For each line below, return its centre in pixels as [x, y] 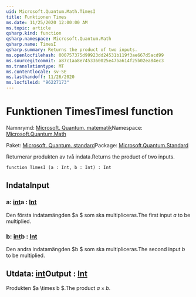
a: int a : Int [21, 202]
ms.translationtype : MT [35, 66]
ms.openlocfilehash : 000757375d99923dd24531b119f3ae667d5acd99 [85, 55]
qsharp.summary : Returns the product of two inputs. [72, 50]
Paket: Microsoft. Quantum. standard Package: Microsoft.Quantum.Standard [97, 145]
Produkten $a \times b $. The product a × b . [58, 288]
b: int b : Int [22, 237]
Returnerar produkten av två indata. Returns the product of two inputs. [90, 157]
